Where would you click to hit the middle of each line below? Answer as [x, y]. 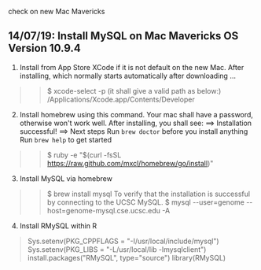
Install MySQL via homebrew [66, 178]
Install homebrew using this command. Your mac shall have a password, [136, 114]
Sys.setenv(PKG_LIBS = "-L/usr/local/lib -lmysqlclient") [117, 249]
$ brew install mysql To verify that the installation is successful [148, 194]
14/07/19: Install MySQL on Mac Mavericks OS [123, 36]
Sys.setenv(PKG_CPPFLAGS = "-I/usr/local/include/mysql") [123, 241]
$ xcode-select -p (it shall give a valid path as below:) [134, 91]
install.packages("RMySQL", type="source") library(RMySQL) [127, 257]
